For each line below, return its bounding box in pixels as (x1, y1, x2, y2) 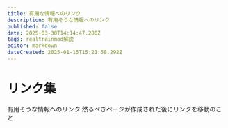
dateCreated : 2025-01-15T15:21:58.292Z (7, 49, 123, 56)
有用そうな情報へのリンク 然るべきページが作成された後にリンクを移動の (7, 104, 216, 113)
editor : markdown (7, 42, 58, 49)
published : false (7, 23, 58, 30)
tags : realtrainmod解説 (7, 36, 74, 43)
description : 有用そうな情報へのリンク (7, 17, 110, 24)
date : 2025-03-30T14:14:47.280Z (7, 29, 101, 37)
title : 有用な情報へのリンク (7, 10, 81, 17)
